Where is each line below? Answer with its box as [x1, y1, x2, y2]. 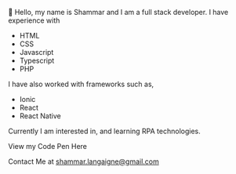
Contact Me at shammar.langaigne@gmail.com [8, 157, 159, 166]
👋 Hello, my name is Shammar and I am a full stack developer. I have [8, 8, 229, 16]
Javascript [19, 48, 54, 56]
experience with [8, 16, 60, 25]
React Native [19, 111, 61, 121]
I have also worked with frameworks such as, [8, 79, 154, 89]
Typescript [19, 56, 55, 65]
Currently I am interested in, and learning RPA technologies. [8, 126, 202, 136]
